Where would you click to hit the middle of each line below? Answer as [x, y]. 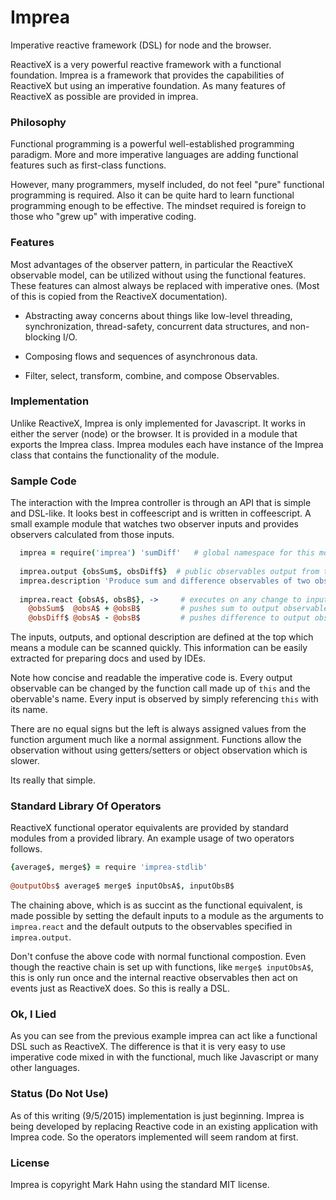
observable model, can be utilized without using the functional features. [158, 275]
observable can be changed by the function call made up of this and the [160, 688]
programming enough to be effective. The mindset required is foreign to [158, 206]
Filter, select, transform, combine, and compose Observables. [152, 375]
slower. [25, 761]
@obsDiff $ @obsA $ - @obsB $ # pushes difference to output [169, 618]
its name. [29, 710]
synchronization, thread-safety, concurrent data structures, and [156, 326]
